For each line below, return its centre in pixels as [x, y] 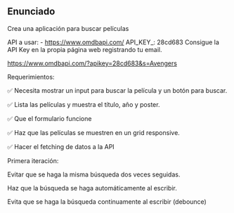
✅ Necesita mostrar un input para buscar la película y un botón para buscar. [117, 90]
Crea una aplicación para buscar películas [68, 28]
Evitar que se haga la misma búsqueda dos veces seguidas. [94, 174]
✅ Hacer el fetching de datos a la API [61, 146]
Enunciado [31, 12]
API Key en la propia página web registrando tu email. [85, 49]
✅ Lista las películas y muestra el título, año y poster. [84, 104]
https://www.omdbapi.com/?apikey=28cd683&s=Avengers [92, 63]
